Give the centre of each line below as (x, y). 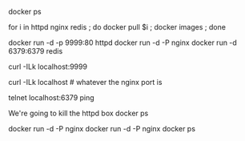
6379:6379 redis (36, 51)
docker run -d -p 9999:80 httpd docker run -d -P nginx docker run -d (123, 42)
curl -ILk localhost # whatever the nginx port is (85, 82)
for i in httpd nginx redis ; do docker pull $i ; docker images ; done (117, 27)
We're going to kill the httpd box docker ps (78, 113)
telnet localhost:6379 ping (51, 98)
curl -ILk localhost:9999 (48, 66)
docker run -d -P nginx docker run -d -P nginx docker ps (102, 129)
